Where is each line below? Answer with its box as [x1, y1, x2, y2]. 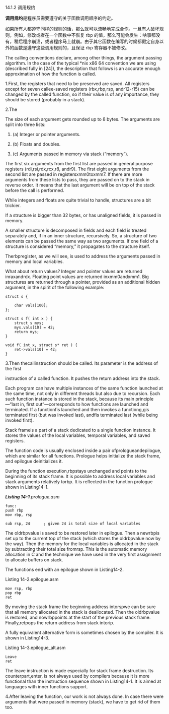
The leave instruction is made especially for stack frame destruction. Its [5, 668, 154, 674]
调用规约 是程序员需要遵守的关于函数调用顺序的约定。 [5, 15, 116, 21]
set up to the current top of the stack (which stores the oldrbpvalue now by [5, 536, 161, 541]
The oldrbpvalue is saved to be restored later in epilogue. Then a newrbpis [5, 530, 160, 536]
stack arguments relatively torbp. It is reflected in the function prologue [5, 479, 153, 485]
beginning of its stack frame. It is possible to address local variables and [5, 473, 155, 479]
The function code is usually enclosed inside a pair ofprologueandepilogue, [5, 447, 162, 453]
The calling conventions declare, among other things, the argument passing [5, 55, 162, 60]
